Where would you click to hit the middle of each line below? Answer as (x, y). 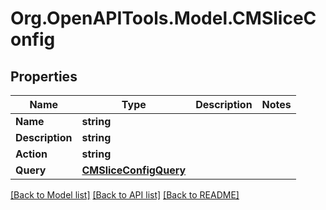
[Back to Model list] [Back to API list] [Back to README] (125, 195)
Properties (44, 76)
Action (31, 154)
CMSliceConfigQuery (134, 170)
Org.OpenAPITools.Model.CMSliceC (163, 18)
